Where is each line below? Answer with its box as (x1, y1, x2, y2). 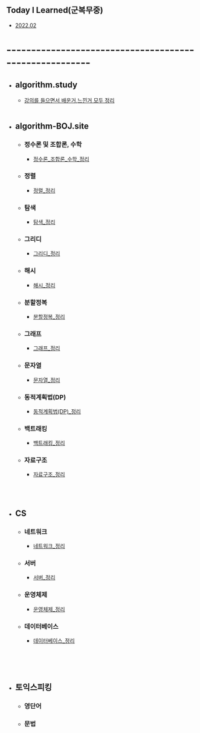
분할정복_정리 (33, 313, 65, 320)
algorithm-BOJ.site (15, 121, 89, 132)
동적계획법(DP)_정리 (33, 407, 82, 415)
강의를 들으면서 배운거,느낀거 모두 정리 (24, 96, 115, 104)
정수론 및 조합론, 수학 (24, 141, 82, 149)
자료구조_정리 (33, 471, 65, 478)
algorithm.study (15, 80, 77, 90)
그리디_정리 (33, 250, 60, 257)
